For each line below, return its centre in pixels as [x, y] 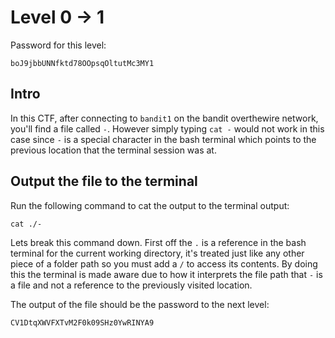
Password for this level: [58, 45]
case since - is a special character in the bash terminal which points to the [163, 139]
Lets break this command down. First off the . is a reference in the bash [158, 242]
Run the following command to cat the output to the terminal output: [150, 205]
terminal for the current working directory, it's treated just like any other [157, 253]
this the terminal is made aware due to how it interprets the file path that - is [166, 274]
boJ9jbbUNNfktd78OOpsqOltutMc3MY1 [82, 63]
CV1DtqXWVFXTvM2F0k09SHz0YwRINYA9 [82, 322]
